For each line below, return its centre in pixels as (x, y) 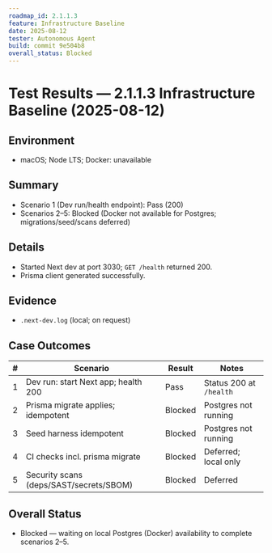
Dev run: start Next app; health (84, 382)
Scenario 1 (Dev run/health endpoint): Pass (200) (102, 205)
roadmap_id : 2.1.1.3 (43, 16)
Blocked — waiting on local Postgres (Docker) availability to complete (136, 534)
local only (222, 462)
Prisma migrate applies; (70, 405)
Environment (42, 140)
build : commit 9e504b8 (47, 46)
